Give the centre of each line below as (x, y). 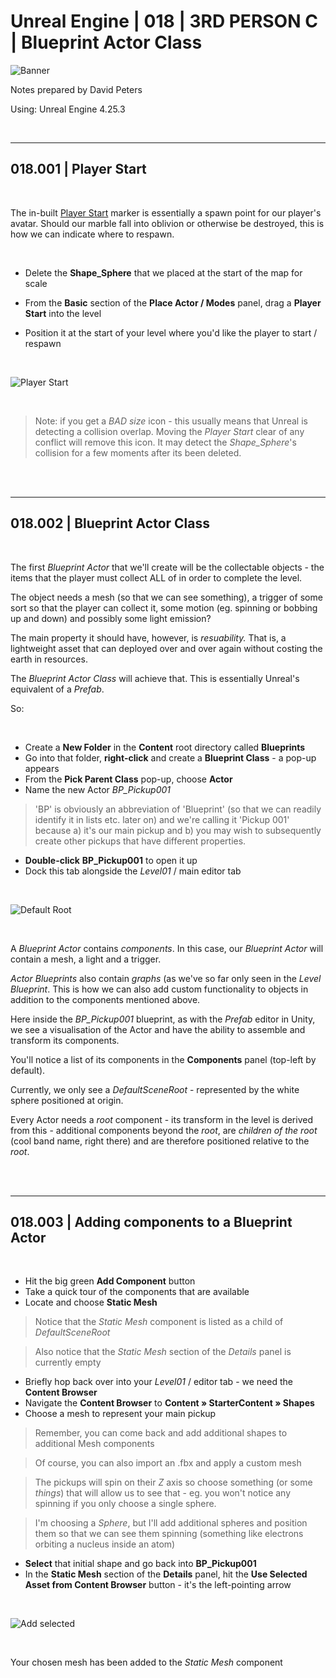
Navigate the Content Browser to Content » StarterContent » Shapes (169, 1403)
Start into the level (63, 313)
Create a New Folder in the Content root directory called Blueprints (165, 747)
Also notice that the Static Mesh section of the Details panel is (163, 1352)
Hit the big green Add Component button (110, 1281)
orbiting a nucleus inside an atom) (105, 1544)
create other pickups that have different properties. (140, 841)
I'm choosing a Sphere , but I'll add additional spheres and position (171, 1523)
